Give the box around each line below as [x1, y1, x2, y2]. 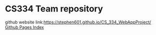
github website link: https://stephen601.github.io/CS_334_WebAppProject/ [5, 19, 151, 25]
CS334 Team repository [5, 3, 103, 14]
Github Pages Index [5, 24, 44, 30]
